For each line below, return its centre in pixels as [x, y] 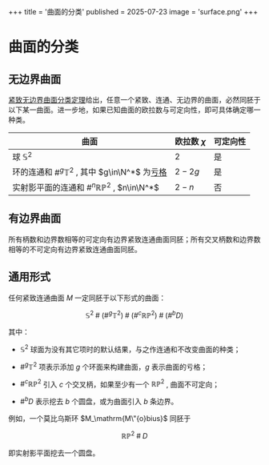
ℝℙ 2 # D [134, 435]
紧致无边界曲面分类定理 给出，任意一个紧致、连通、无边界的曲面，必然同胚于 [134, 100]
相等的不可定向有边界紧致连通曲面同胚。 [75, 249]
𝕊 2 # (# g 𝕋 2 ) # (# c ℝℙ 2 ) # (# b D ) [134, 315]
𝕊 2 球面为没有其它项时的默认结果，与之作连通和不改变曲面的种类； [130, 349]
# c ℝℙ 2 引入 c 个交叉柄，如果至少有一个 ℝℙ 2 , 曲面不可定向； [120, 383]
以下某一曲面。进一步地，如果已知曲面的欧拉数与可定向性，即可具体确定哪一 [134, 110]
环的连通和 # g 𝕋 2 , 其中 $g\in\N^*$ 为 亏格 [90, 171]
